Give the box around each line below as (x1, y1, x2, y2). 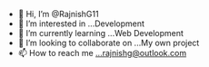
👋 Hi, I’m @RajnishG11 (17, 9, 99, 19)
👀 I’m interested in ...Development (17, 18, 145, 29)
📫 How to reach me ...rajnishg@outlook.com (17, 48, 187, 58)
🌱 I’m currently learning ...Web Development (17, 28, 184, 38)
